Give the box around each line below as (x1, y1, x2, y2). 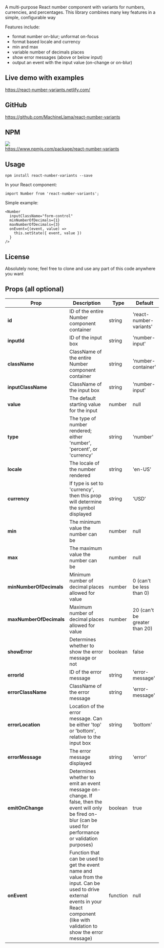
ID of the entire (69, 308, 104, 315)
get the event (69, 861, 100, 868)
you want (5, 271, 24, 277)
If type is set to (69, 480, 103, 486)
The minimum (69, 518, 101, 525)
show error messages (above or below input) (12, 54, 103, 60)
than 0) (132, 589, 150, 596)
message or (69, 654, 97, 661)
